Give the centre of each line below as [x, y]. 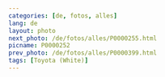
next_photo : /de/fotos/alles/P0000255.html [83, 38]
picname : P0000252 [39, 46]
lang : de [23, 23]
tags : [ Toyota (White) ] [49, 61]
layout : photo [32, 30]
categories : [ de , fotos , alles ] [63, 16]
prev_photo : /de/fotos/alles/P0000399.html [83, 53]
